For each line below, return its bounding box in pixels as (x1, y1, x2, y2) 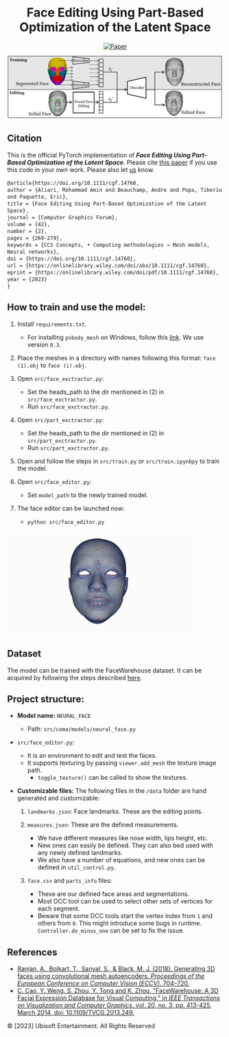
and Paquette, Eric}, (7, 193, 69, 200)
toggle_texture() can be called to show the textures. (37, 774, 188, 782)
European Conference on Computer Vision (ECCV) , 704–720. (16, 979, 190, 987)
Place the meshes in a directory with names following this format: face (16, 353, 216, 362)
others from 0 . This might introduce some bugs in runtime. (37, 919, 202, 928)
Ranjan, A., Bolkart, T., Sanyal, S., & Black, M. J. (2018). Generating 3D (16, 965, 215, 973)
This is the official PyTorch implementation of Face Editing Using (7, 151, 191, 159)
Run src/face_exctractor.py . (27, 402, 110, 411)
